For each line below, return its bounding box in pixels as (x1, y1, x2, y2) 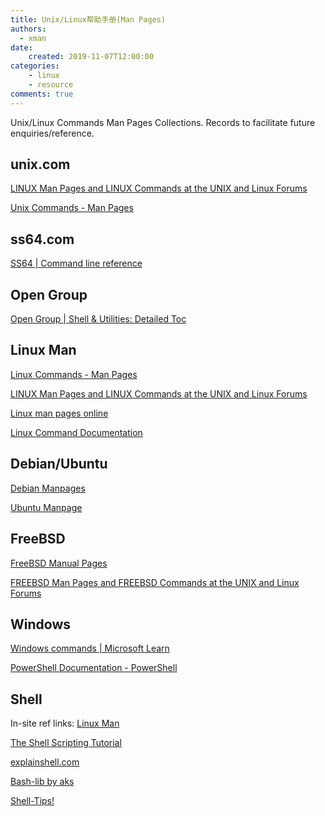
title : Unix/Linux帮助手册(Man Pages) (10, 14, 167, 25)
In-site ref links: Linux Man (10, 717, 120, 730)
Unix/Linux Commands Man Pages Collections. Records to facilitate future (10, 116, 316, 128)
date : (10, 42, 33, 53)
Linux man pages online (10, 407, 109, 419)
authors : (10, 24, 47, 34)
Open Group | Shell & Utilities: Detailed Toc (10, 313, 187, 325)
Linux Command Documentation (10, 426, 143, 438)
